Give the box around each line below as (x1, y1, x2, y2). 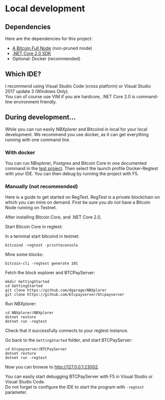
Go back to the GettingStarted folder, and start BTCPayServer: (5, 337, 132, 343)
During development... (5, 113, 76, 121)
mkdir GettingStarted (5, 279, 50, 284)
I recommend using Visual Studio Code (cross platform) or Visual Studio (5, 83, 151, 89)
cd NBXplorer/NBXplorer (5, 310, 54, 316)
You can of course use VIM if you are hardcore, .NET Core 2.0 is (5, 93, 135, 99)
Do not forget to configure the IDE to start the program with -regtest (5, 384, 144, 390)
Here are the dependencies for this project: (5, 36, 93, 41)
